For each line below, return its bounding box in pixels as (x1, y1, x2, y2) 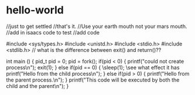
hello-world (6, 3, 64, 17)
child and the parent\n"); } (6, 82, 69, 89)
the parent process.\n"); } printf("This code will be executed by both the (6, 76, 180, 83)
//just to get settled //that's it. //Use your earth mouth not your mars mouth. (6, 23, 187, 30)
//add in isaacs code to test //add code (6, 29, 100, 36)
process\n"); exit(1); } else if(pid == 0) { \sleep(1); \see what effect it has (6, 64, 180, 71)
